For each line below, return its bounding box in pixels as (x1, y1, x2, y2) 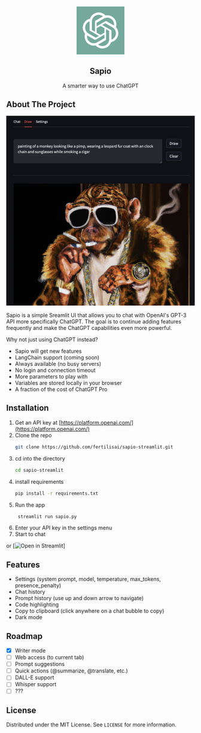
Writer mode (14, 647, 46, 655)
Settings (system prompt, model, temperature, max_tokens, (14, 576, 162, 583)
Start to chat (14, 531, 46, 538)
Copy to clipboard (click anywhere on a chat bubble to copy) (14, 607, 165, 614)
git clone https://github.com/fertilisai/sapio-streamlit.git (14, 444, 173, 450)
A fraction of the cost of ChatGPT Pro (14, 386, 108, 393)
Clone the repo (14, 431, 52, 439)
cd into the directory (14, 455, 66, 462)
